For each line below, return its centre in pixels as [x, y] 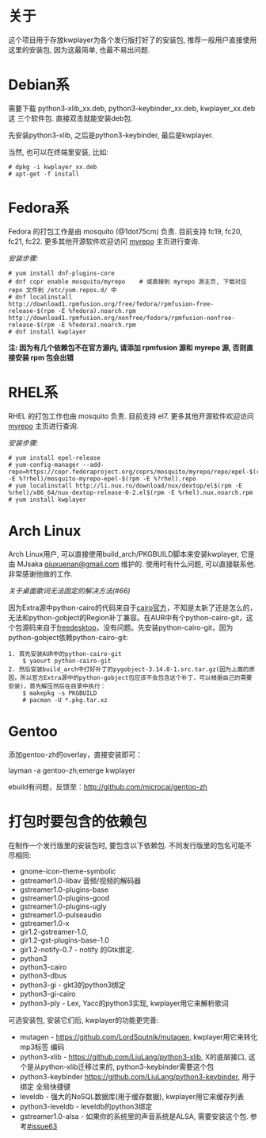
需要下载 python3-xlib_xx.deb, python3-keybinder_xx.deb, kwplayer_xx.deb [132, 108]
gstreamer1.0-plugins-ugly [63, 906]
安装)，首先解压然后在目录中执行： [57, 686]
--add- [93, 465]
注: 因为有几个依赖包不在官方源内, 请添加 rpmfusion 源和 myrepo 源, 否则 [127, 347]
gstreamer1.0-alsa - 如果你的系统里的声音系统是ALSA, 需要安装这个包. [134, 1116]
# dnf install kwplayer [47, 332]
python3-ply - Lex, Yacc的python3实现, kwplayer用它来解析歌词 [124, 1003]
